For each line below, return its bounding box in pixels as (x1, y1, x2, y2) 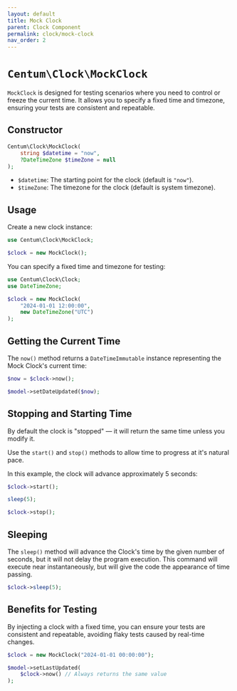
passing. (7, 570, 33, 579)
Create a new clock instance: (7, 223, 93, 231)
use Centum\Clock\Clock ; (7, 275, 81, 283)
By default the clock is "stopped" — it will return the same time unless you (7, 426, 226, 435)
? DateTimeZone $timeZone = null (20, 156, 116, 164)
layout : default (7, 10, 56, 18)
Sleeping (7, 528, 48, 541)
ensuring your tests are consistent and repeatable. (7, 104, 155, 112)
